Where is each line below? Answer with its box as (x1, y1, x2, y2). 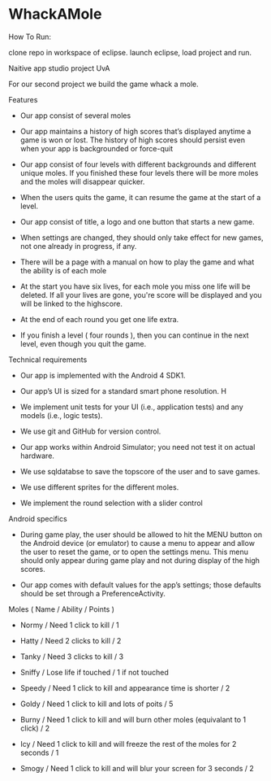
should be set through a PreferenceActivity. (19, 588, 166, 598)
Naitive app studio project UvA (8, 63, 111, 73)
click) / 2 (19, 723, 50, 733)
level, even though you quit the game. (19, 338, 147, 348)
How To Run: (8, 32, 51, 41)
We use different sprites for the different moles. (19, 482, 179, 492)
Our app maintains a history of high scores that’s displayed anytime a (19, 126, 252, 136)
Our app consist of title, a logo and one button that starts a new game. (19, 216, 255, 226)
